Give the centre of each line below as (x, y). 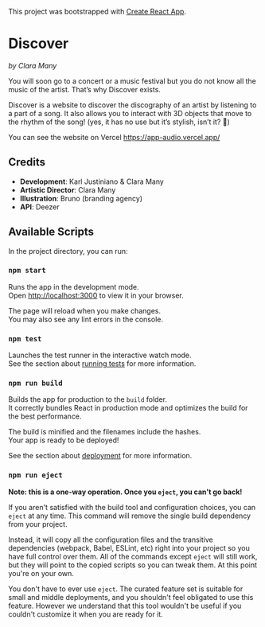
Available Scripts (51, 232)
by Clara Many (33, 65)
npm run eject (35, 475)
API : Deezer (39, 207)
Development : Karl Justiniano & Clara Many (92, 181)
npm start (27, 271)
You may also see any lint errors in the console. (86, 319)
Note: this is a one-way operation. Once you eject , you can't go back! (125, 492)
